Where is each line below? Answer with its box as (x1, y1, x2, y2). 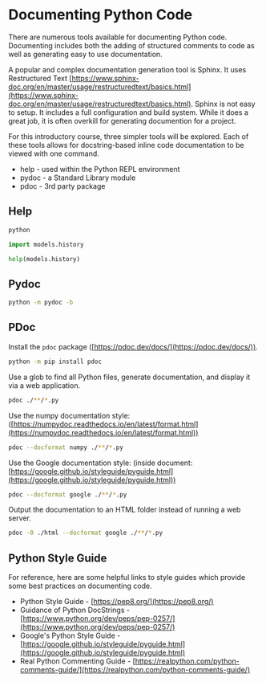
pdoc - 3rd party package (19, 181, 106, 190)
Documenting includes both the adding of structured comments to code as (8, 40, 255, 50)
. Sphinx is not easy (191, 99, 256, 108)
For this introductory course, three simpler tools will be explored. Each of (8, 131, 249, 141)
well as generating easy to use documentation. (8, 49, 163, 59)
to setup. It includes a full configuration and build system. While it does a (8, 107, 248, 117)
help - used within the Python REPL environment (19, 164, 180, 174)
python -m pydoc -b (8, 299, 74, 307)
